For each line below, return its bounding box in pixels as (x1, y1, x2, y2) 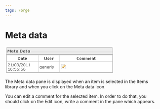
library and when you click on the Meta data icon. (5, 83, 106, 89)
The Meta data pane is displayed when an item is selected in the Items (5, 79, 148, 84)
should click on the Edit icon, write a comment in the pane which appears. (5, 98, 156, 104)
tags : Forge (5, 8, 30, 13)
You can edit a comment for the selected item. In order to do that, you (5, 93, 147, 99)
